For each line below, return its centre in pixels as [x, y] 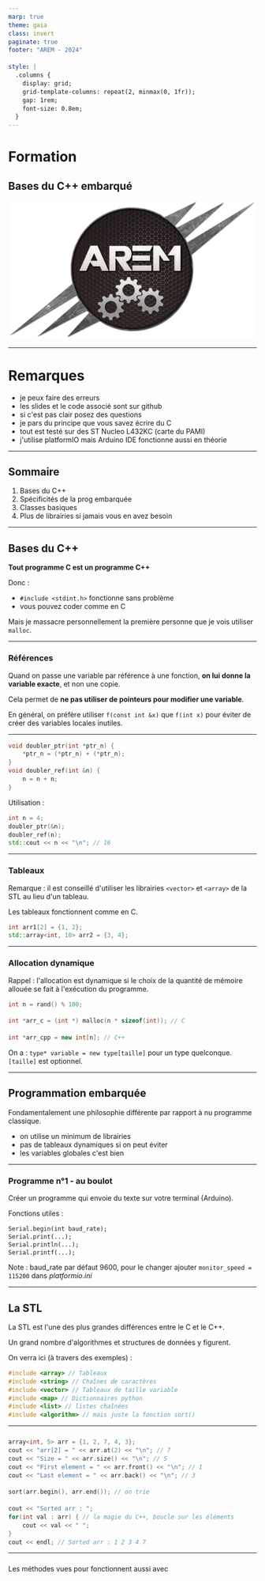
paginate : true [33, 42]
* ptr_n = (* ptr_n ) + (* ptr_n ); [74, 754]
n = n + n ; [40, 779]
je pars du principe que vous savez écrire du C [95, 422]
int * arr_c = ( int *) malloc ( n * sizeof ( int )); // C [97, 1021]
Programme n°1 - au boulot [60, 1181]
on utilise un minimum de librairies [75, 1136]
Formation [43, 157]
